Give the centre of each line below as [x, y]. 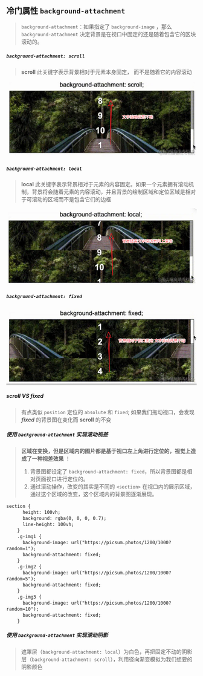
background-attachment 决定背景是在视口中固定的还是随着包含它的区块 [108, 34]
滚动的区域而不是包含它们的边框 [72, 200]
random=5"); [21, 579]
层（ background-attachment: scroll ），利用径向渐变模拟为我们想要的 [107, 659]
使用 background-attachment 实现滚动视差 [57, 435]
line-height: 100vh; [48, 524]
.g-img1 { [30, 536]
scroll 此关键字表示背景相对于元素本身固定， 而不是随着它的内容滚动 [106, 72]
